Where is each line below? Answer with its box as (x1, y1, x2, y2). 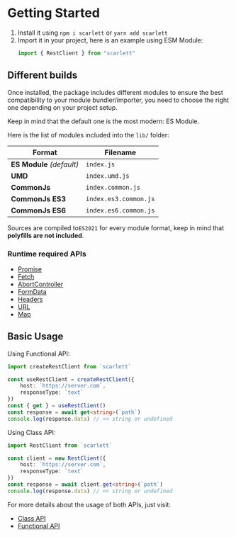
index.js (86, 160, 116, 168)
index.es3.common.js (86, 195, 155, 203)
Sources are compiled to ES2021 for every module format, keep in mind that (7, 223, 225, 232)
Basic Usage (7, 331, 64, 343)
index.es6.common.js (86, 206, 155, 214)
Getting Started (7, 5, 101, 21)
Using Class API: (7, 428, 56, 436)
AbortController (17, 280, 64, 288)
